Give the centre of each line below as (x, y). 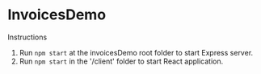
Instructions (27, 37)
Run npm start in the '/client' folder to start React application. (121, 61)
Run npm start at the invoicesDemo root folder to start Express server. (136, 52)
